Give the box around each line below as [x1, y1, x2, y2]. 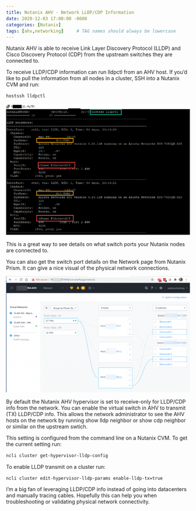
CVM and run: [6, 81, 40, 88]
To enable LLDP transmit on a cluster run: [6, 463, 106, 470]
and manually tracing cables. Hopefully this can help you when [6, 492, 157, 499]
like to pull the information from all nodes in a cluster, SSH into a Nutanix [6, 75, 180, 82]
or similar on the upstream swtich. [6, 423, 88, 430]
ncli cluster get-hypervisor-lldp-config [6, 452, 108, 458]
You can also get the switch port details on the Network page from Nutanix [6, 258, 186, 265]
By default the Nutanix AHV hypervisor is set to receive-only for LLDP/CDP [6, 398, 186, 405]
